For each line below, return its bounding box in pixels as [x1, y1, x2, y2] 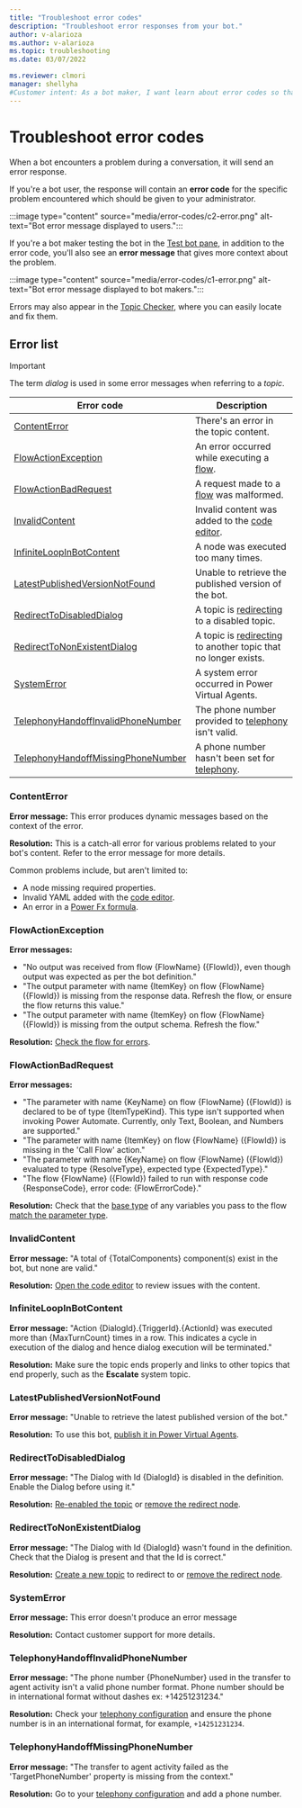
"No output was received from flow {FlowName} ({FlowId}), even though [22, 961, 291, 972]
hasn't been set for [194, 752, 276, 765]
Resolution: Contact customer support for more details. [9, 1630, 216, 1641]
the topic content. [194, 426, 270, 438]
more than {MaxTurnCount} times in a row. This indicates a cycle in [9, 1332, 258, 1343]
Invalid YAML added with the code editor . [22, 892, 175, 903]
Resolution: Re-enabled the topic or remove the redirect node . [9, 1499, 241, 1510]
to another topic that [194, 641, 281, 653]
